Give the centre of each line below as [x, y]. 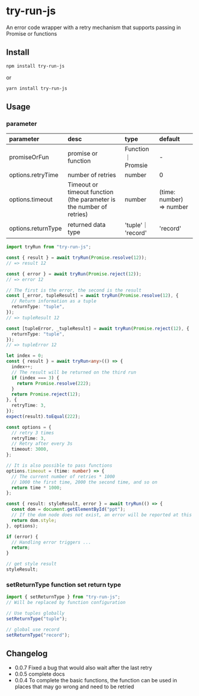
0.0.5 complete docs [40, 674]
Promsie [136, 166]
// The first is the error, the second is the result [74, 290]
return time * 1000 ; [37, 488]
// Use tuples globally [36, 613]
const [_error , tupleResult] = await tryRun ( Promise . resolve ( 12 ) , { [92, 296]
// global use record [33, 629]
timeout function [91, 192]
